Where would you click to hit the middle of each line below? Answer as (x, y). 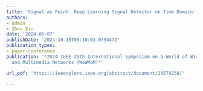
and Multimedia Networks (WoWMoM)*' (58, 62)
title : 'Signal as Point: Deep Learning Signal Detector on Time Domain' (101, 12)
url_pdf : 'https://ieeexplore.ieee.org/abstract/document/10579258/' (96, 73)
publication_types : (31, 46)
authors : (17, 17)
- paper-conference (31, 51)
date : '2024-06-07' (31, 34)
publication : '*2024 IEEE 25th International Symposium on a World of (97, 57)
